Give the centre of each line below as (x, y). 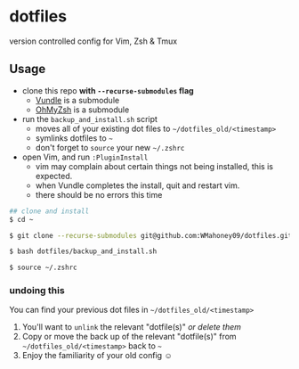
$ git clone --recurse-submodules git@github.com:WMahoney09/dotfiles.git (151, 235)
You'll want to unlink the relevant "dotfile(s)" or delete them (132, 327)
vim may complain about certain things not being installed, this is (154, 166)
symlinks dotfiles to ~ (74, 138)
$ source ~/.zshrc (43, 268)
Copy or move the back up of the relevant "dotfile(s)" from (129, 337)
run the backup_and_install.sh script (90, 119)
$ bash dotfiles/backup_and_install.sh (83, 251)
